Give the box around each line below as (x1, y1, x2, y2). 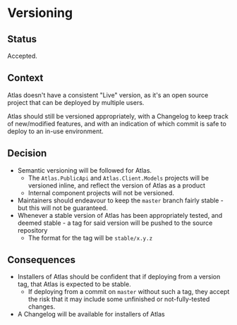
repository (17, 226, 48, 234)
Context (7, 72, 44, 84)
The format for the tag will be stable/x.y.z (28, 233, 153, 242)
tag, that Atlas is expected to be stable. (17, 280, 132, 288)
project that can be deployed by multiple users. (7, 98, 145, 106)
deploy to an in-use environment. (7, 127, 104, 135)
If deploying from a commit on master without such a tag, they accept (28, 288, 230, 296)
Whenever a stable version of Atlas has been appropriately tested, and (17, 211, 223, 219)
